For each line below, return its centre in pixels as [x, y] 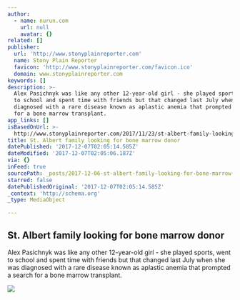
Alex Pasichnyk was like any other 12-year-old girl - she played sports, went [119, 252]
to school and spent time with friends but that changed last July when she [116, 260]
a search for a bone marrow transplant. [65, 275]
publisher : [24, 47]
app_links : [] [29, 120]
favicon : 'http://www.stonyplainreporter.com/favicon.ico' [104, 67]
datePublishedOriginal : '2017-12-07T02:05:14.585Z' [86, 186]
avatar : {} [36, 34]
